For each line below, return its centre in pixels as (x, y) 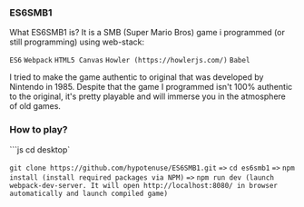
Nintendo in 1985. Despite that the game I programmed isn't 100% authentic (151, 87)
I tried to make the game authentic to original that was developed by (137, 77)
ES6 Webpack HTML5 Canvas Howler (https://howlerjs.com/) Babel (130, 61)
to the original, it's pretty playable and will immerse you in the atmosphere (147, 96)
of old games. (35, 106)
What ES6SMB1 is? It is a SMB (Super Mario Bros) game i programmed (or (147, 33)
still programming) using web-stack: (77, 42)
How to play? (39, 130)
